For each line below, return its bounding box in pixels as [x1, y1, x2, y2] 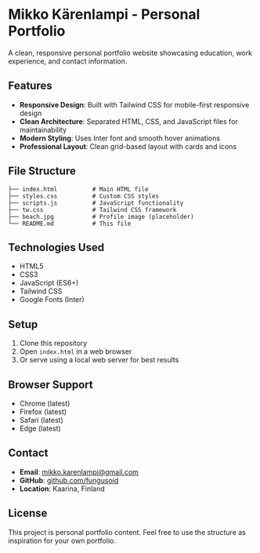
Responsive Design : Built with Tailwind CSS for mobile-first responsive [19, 100, 250, 109]
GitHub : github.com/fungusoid [19, 475, 119, 485]
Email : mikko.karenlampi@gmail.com [19, 467, 139, 476]
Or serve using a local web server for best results [19, 355, 179, 365]
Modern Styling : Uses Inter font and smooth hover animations [19, 133, 221, 143]
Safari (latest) [19, 416, 64, 424]
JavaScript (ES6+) [19, 278, 79, 288]
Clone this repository [19, 339, 88, 348]
